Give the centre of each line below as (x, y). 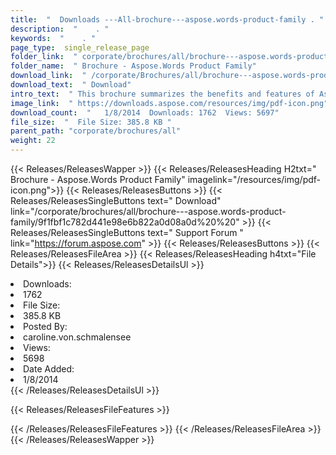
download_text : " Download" (71, 85)
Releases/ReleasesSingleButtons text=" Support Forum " (127, 232)
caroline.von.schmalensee (77, 337)
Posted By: (45, 326)
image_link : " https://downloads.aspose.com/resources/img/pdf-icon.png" (169, 103)
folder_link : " (44, 57)
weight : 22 (33, 141)
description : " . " (60, 29)
